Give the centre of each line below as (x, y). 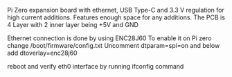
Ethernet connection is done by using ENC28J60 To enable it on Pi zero (109, 38)
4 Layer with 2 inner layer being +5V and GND (73, 25)
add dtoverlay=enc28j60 (42, 53)
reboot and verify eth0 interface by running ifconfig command (96, 66)
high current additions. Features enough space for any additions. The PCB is (116, 17)
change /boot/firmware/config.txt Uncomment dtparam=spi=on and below (114, 45)
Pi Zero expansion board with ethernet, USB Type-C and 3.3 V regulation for (116, 10)
